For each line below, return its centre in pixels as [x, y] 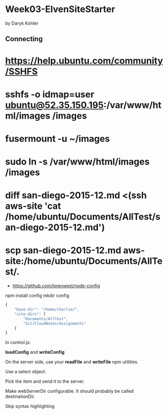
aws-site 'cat [33, 206]
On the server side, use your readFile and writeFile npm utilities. [72, 362]
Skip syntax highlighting [30, 406]
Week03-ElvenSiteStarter [60, 9]
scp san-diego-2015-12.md [63, 251]
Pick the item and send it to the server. [45, 381]
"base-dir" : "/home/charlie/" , [47, 310]
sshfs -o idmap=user [50, 94]
